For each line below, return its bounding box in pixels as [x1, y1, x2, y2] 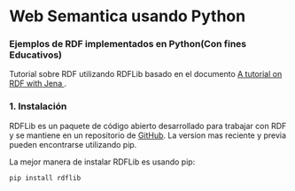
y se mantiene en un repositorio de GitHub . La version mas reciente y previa [9, 130, 286, 141]
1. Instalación [9, 100, 67, 112]
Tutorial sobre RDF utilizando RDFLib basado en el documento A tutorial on [9, 69, 283, 80]
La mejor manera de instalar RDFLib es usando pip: [9, 157, 196, 167]
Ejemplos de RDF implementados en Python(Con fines [9, 38, 246, 50]
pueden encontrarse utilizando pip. [9, 139, 137, 149]
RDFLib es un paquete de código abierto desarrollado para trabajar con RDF [9, 120, 287, 131]
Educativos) [9, 49, 63, 61]
